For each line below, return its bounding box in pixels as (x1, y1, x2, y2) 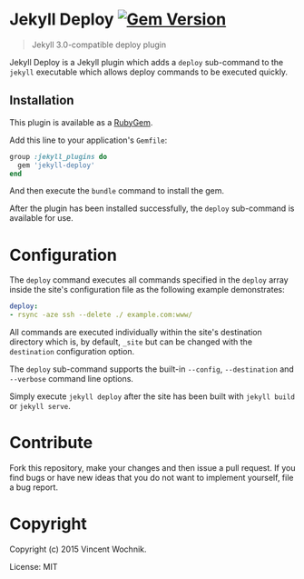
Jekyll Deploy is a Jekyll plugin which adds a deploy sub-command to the (9, 56, 284, 67)
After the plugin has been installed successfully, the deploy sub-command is (9, 203, 295, 214)
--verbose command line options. (9, 374, 134, 384)
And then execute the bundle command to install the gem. (9, 185, 225, 196)
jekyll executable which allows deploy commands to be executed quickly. (9, 66, 289, 77)
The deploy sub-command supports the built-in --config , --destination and (9, 364, 295, 374)
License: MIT (9, 561, 58, 572)
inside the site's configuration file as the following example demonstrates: (9, 285, 285, 295)
